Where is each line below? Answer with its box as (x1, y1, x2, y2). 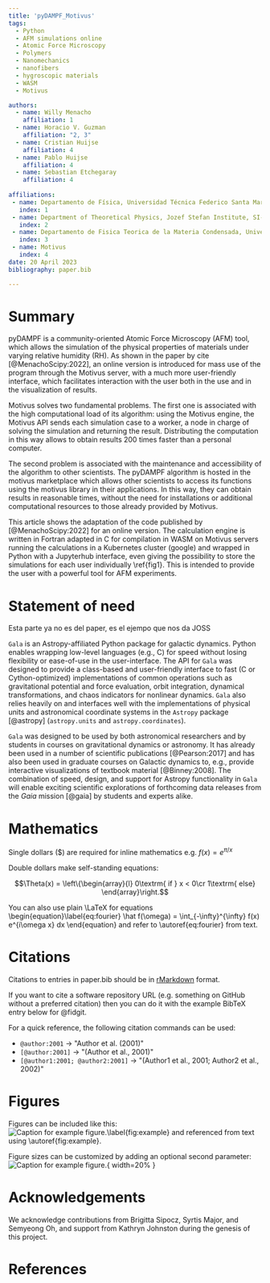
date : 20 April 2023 (8, 258, 78, 266)
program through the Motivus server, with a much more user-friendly (8, 368, 237, 378)
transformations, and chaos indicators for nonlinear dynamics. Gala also (8, 690, 247, 700)
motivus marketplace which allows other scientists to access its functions (8, 476, 252, 486)
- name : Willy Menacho (15, 109, 92, 117)
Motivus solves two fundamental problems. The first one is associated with (8, 401, 257, 410)
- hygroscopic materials (15, 72, 99, 80)
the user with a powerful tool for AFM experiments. (8, 569, 177, 578)
